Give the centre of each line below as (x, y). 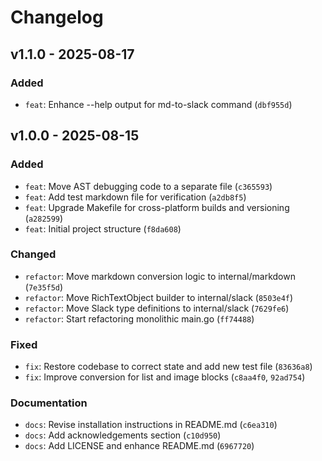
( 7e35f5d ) (44, 287)
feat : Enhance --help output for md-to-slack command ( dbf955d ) (158, 104)
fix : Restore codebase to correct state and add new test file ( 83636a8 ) (168, 367)
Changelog (57, 17)
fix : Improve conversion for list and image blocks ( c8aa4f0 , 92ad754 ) (165, 377)
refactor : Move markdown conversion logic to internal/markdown (160, 276)
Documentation (49, 403)
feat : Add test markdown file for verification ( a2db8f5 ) (135, 197)
